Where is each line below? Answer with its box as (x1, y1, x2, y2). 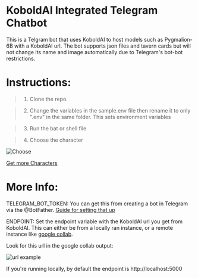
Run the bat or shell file (29, 124, 87, 132)
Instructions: (6, 76, 71, 89)
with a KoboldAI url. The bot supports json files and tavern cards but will (14, 42, 191, 49)
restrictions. (6, 55, 36, 62)
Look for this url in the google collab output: (6, 242, 114, 249)
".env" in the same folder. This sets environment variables (29, 113, 171, 120)
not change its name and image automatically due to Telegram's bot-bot (6, 48, 183, 55)
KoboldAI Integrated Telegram (6, 4, 158, 17)
